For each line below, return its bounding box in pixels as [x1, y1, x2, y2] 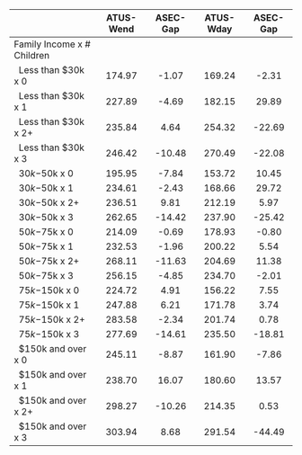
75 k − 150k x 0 [18, 284, 80, 296]
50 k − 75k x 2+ [18, 255, 80, 267]
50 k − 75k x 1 [18, 240, 74, 253]
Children [13, 49, 50, 61]
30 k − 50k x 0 [18, 167, 74, 179]
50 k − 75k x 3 [18, 270, 74, 281]
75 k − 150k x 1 [18, 299, 80, 311]
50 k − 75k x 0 [18, 226, 74, 237]
